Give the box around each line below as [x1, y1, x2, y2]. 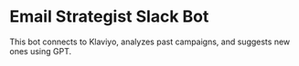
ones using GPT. [9, 45, 71, 56]
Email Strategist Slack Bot [9, 6, 209, 27]
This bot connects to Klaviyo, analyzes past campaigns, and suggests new [9, 36, 291, 47]
